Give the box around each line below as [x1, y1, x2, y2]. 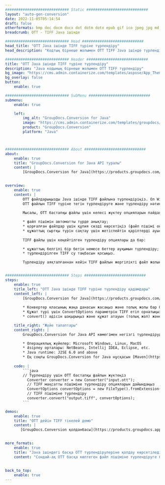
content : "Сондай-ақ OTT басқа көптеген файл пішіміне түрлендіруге [14, 455, 157, 459]
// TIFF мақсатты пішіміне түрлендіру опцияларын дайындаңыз [27, 382, 155, 387]
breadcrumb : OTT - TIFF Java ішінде [5, 30, 80, 35]
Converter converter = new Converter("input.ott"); [27, 377, 135, 382]
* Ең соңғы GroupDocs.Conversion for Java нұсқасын [23, 354, 131, 360]
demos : [5, 409, 19, 414]
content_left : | [14, 291, 48, 296]
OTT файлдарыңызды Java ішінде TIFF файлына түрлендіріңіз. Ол [23, 197, 155, 202]
